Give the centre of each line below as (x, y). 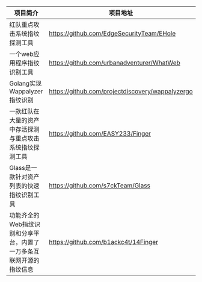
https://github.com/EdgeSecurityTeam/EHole (112, 33)
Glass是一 (23, 168)
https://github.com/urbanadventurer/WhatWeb (115, 63)
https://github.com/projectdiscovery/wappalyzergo (121, 91)
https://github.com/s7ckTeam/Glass (99, 185)
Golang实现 (26, 83)
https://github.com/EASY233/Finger (100, 133)
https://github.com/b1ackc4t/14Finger (103, 242)
